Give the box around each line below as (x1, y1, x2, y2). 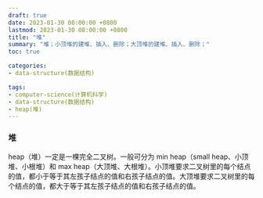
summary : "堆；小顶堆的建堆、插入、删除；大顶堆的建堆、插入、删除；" (8, 41, 210, 49)
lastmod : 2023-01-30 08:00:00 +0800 (8, 26, 128, 34)
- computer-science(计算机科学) (8, 91, 108, 99)
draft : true (8, 11, 47, 20)
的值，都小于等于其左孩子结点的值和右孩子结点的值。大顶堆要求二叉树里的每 (8, 171, 255, 181)
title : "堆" (8, 33, 46, 41)
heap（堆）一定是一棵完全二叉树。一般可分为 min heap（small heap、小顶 (8, 152, 249, 161)
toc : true (8, 48, 41, 56)
